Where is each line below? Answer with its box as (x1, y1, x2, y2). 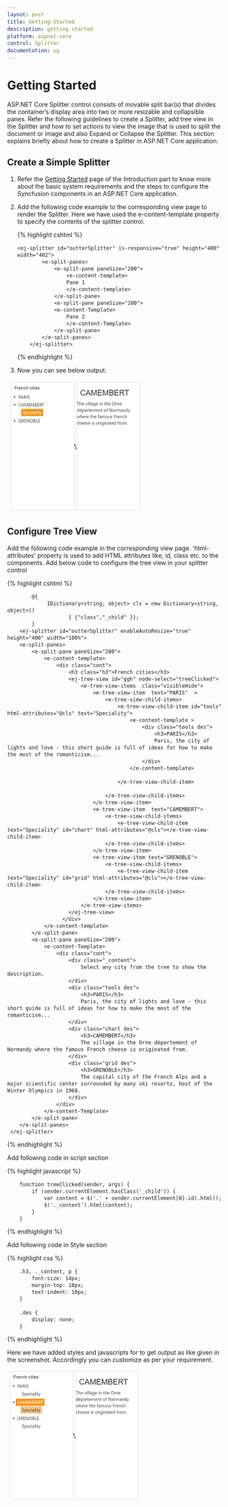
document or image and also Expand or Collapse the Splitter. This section (7, 129, 214, 137)
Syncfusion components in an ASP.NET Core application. (16, 189, 178, 198)
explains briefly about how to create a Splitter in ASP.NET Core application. (7, 137, 219, 145)
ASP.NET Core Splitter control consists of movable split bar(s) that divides (7, 100, 216, 108)
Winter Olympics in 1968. (7, 1087, 81, 1094)
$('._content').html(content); (43, 1201, 134, 1209)
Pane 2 (66, 313, 86, 320)
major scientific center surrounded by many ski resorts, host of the (7, 1080, 213, 1087)
